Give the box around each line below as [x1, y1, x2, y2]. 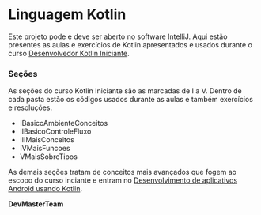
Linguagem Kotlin [8, 6, 127, 24]
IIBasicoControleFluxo [19, 126, 92, 136]
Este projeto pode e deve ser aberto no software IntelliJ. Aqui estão [8, 32, 228, 41]
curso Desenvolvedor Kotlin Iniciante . [8, 48, 130, 58]
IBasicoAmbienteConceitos [19, 119, 108, 128]
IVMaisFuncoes [19, 144, 70, 153]
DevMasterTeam [8, 199, 64, 209]
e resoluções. [8, 103, 53, 112]
